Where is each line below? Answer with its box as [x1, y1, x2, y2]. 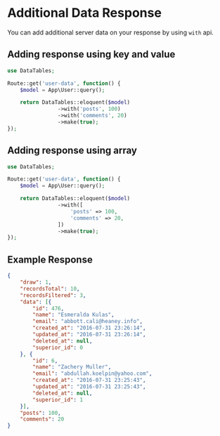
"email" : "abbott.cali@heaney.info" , [32, 318, 143, 325]
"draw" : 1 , [20, 279, 52, 286]
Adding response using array [7, 145, 137, 157]
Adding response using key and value [7, 48, 176, 60]
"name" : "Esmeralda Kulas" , [32, 311, 115, 319]
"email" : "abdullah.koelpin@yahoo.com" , [32, 370, 153, 377]
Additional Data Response [7, 5, 162, 21]
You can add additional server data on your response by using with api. [7, 28, 214, 37]
